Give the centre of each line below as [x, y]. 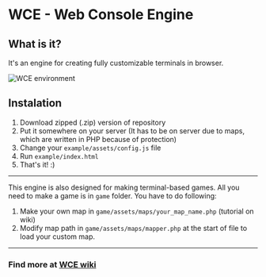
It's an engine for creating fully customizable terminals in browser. [116, 63]
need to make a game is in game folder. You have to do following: [112, 195]
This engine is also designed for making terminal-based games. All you [124, 187]
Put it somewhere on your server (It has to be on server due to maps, [132, 131]
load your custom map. [57, 237]
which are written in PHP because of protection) [98, 139]
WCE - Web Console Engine [101, 15]
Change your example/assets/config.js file [90, 148]
